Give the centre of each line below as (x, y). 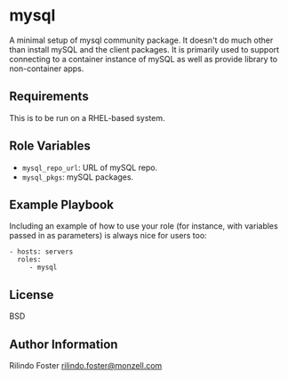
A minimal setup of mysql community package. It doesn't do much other (141, 40)
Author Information (64, 344)
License (32, 295)
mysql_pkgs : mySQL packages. (78, 177)
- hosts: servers (41, 252)
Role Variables (50, 146)
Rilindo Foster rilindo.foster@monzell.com (86, 365)
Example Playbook (61, 204)
